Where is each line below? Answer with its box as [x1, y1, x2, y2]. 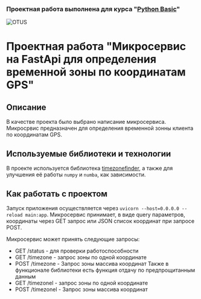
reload [6, 212, 23, 218]
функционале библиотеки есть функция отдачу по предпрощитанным [14, 266, 196, 274]
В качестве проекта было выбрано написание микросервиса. [6, 118, 167, 126]
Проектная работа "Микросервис [6, 40, 186, 53]
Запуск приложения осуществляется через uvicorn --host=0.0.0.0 [6, 204, 179, 211]
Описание [6, 102, 46, 112]
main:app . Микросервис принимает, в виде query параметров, [25, 211, 185, 218]
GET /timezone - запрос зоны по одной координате [14, 253, 147, 261]
